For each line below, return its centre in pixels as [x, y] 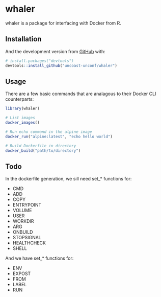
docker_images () [22, 123]
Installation [23, 39]
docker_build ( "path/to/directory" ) [43, 151]
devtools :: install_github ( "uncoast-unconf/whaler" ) [61, 65]
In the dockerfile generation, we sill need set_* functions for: [69, 179]
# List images [20, 118]
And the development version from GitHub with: [55, 51]
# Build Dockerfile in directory [41, 146]
